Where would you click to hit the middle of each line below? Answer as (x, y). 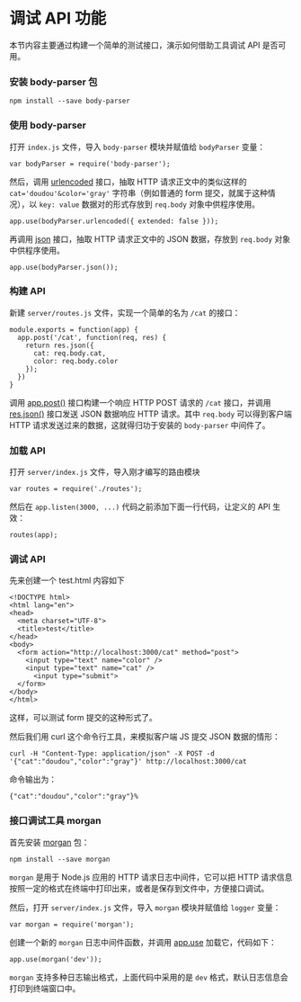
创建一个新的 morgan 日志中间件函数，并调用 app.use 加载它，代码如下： (143, 942)
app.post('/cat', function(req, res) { (92, 337)
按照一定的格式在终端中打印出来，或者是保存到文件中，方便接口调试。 (139, 888)
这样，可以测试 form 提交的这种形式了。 (83, 718)
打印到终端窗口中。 (45, 988)
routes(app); (34, 535)
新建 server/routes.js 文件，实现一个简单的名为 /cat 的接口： (125, 312)
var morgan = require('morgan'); (72, 924)
